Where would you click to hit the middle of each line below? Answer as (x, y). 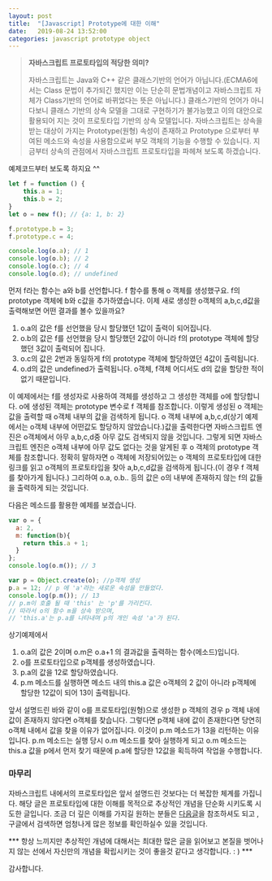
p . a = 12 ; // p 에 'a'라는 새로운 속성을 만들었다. (86, 588)
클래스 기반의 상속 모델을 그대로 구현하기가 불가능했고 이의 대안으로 (156, 111)
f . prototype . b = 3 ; (41, 229)
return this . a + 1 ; (56, 543)
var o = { (25, 520)
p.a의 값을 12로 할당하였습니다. (69, 673)
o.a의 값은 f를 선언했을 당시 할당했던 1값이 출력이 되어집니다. (116, 328)
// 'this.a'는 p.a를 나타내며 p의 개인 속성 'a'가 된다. (95, 618)
